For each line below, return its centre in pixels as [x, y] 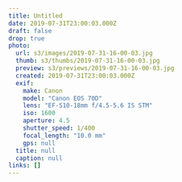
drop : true [27, 38]
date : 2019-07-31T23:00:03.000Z [62, 23]
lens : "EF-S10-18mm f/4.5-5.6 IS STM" [88, 105]
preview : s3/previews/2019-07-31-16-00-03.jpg [95, 68]
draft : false [30, 31]
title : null [36, 151]
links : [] [25, 166]
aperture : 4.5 [46, 121]
